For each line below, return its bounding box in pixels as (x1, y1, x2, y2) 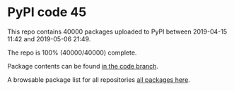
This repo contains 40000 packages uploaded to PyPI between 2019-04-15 (7, 27, 228, 36)
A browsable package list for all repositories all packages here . (7, 75, 191, 84)
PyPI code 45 (7, 4, 87, 20)
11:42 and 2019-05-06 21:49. (7, 34, 91, 43)
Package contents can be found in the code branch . (7, 62, 159, 70)
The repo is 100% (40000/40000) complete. (7, 48, 137, 57)
